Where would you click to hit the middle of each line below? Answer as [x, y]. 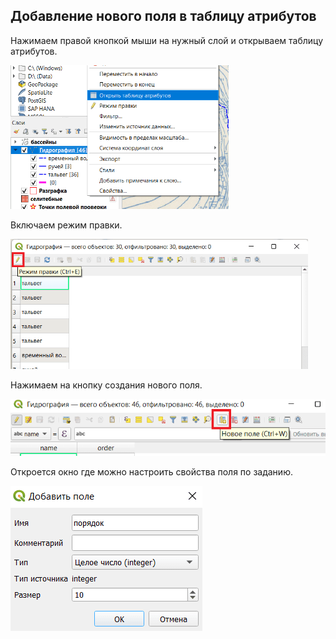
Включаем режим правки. [66, 225]
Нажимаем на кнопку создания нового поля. [106, 385]
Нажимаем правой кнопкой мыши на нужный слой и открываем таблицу [167, 40]
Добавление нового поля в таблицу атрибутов [163, 16]
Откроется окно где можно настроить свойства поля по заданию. [151, 471]
